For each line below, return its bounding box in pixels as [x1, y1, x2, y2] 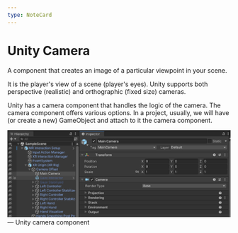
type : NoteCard [7, 11, 52, 18]
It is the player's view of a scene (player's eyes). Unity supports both [7, 80, 208, 88]
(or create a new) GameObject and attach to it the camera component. [7, 116, 212, 124]
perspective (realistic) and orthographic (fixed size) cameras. [7, 87, 186, 95]
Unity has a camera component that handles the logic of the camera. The [7, 101, 221, 109]
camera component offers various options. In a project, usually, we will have [7, 108, 229, 116]
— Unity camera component [7, 218, 90, 227]
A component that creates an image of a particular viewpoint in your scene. [7, 66, 228, 74]
